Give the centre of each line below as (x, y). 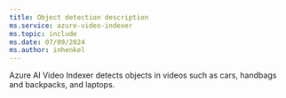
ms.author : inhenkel (48, 50)
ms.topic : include (43, 34)
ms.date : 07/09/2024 (48, 42)
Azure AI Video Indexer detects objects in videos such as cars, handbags (143, 75)
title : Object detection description (79, 17)
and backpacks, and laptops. (62, 85)
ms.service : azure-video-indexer (71, 26)
